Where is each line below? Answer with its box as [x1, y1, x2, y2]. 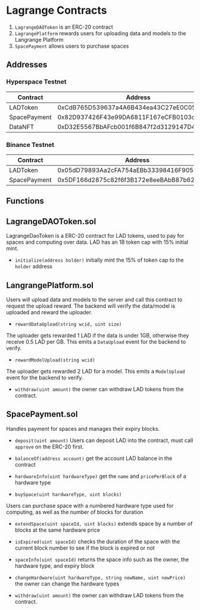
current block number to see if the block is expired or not [14, 544, 155, 551]
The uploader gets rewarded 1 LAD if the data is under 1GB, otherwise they [6, 332, 189, 339]
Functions [6, 196, 45, 206]
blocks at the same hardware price [14, 526, 100, 534]
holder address [14, 263, 52, 270]
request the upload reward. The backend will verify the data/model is [6, 302, 176, 309]
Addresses [6, 60, 48, 70]
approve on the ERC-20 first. [14, 443, 85, 450]
